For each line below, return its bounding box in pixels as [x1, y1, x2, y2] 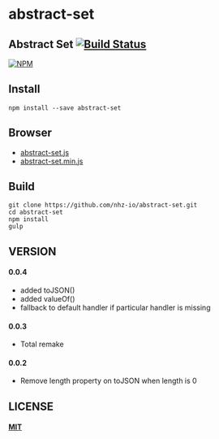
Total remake [19, 339, 64, 350]
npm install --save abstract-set [8, 103, 122, 112]
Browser [8, 126, 53, 140]
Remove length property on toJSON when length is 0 [19, 376, 197, 386]
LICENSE [8, 399, 54, 413]
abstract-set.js [19, 147, 70, 157]
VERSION [8, 245, 57, 259]
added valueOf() [19, 294, 75, 304]
